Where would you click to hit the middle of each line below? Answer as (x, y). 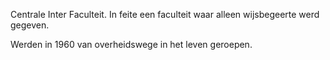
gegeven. (30, 25)
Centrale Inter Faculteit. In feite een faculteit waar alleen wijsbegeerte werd (165, 14)
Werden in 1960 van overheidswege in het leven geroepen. (131, 44)
